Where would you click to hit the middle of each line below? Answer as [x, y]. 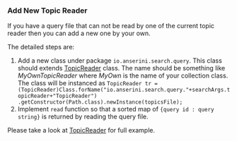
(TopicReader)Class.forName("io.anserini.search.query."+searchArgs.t [124, 90]
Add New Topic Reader [47, 11]
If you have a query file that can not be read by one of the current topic [111, 26]
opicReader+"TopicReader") [57, 96]
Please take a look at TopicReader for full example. [81, 130]
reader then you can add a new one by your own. [79, 33]
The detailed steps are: [41, 47]
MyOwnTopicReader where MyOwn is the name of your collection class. [123, 75]
